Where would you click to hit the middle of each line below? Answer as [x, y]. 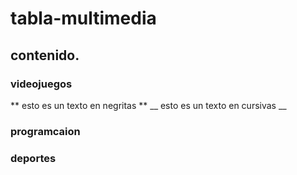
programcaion [45, 131]
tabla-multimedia [83, 18]
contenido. [45, 55]
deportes [33, 158]
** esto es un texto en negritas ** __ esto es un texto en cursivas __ [148, 105]
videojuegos [41, 84]
